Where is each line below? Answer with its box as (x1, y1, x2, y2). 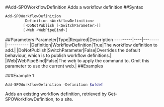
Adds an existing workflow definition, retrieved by (5, 91, 107, 97)
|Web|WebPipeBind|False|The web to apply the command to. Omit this (5, 57, 150, 63)
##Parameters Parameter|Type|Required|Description (5, 37, 113, 43)
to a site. (55, 96, 74, 102)
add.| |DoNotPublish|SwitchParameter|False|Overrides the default (5, 47, 141, 53)
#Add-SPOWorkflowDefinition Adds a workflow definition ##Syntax (5, 4, 143, 10)
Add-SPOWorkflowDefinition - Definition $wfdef (5, 82, 103, 87)
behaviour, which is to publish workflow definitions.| (5, 52, 112, 58)
